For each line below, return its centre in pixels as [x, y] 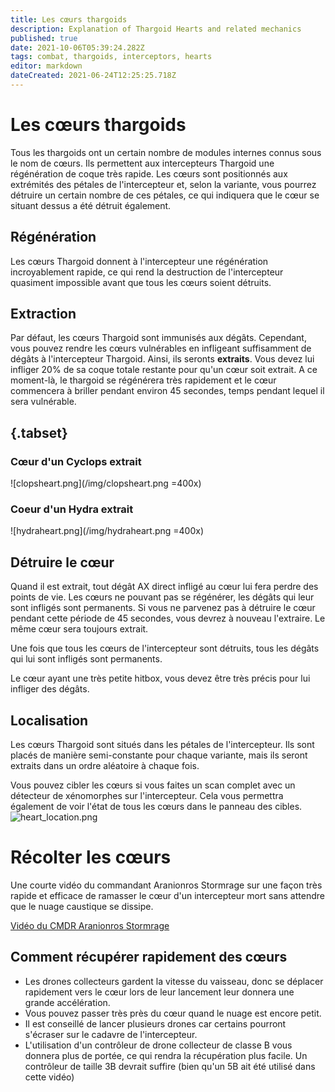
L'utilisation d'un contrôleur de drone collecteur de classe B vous [158, 1045]
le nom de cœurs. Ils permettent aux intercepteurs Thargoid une [142, 163]
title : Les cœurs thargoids [69, 19]
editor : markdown [46, 66]
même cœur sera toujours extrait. [79, 629]
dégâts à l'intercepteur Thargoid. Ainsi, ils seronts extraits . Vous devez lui [162, 359]
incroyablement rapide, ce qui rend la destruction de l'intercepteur [147, 272]
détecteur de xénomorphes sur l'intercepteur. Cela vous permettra [147, 796]
